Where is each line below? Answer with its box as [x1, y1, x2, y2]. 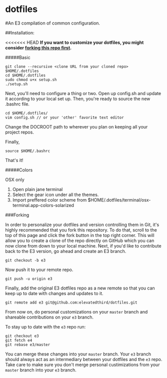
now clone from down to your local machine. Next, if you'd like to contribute [5, 242, 161, 248]
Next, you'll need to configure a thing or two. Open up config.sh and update [5, 90, 161, 96]
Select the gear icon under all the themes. [12, 191, 99, 197]
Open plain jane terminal [12, 186, 63, 192]
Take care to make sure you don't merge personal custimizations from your [5, 361, 160, 367]
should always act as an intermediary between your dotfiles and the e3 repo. [5, 356, 162, 362]
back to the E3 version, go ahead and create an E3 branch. [5, 248, 126, 254]
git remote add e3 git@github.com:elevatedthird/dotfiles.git [5, 300, 137, 305]
